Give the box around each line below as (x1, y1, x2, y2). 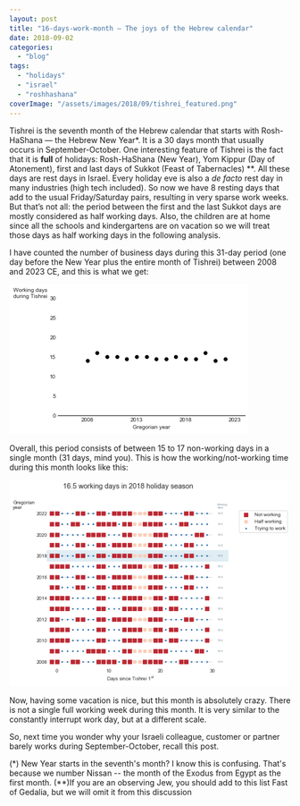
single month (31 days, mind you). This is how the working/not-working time (9, 452, 288, 462)
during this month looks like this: (9, 462, 129, 472)
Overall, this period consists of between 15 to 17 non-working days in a (9, 443, 270, 454)
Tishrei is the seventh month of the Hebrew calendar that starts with (9, 125, 260, 136)
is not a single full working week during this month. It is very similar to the (9, 705, 279, 716)
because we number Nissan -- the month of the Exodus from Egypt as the (9, 768, 281, 778)
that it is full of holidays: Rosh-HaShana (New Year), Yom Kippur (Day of (9, 153, 275, 165)
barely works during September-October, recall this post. (9, 741, 220, 751)
